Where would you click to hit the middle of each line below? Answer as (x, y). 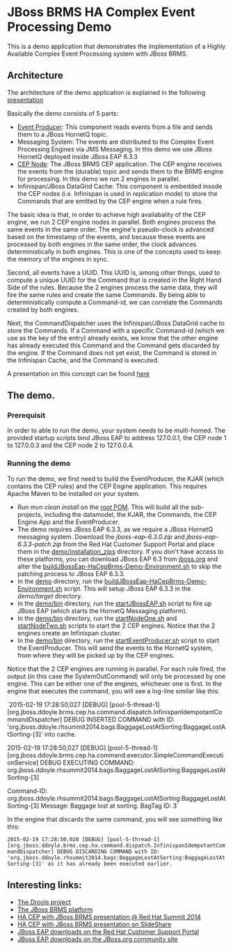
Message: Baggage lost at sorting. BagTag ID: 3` (110, 806)
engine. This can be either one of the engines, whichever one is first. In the (115, 684)
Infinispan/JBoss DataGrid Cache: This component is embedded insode (120, 186)
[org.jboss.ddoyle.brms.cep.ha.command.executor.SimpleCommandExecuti (115, 755)
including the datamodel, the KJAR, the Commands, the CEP (130, 514)
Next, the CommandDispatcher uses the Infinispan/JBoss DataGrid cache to (116, 323)
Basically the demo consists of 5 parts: (63, 113)
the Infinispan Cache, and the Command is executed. (83, 360)
